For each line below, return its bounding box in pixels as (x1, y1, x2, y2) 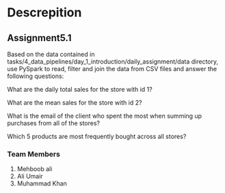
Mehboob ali (16, 165, 53, 173)
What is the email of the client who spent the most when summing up (7, 112, 202, 120)
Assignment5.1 (7, 32, 72, 44)
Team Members (7, 149, 60, 159)
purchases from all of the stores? (7, 119, 101, 127)
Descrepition (7, 5, 82, 21)
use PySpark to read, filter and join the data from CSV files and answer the (7, 65, 217, 73)
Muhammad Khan (16, 179, 67, 188)
